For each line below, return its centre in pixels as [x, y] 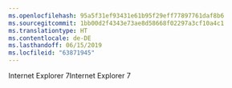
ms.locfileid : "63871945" [51, 53]
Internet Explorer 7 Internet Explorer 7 [69, 76]
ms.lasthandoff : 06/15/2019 [55, 46]
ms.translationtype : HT [48, 30]
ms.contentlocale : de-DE [50, 38]
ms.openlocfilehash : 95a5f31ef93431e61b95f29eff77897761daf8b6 [116, 16]
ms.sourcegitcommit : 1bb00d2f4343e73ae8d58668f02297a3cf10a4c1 [116, 23]
